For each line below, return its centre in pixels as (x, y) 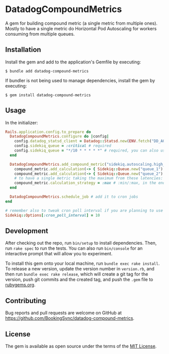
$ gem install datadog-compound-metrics (48, 95)
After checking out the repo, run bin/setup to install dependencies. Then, (81, 243)
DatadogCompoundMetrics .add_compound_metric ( (58, 164)
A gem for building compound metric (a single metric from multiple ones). (81, 23)
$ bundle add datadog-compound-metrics (47, 71)
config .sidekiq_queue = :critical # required (63, 146)
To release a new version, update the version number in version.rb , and (80, 269)
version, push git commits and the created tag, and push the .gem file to (79, 279)
